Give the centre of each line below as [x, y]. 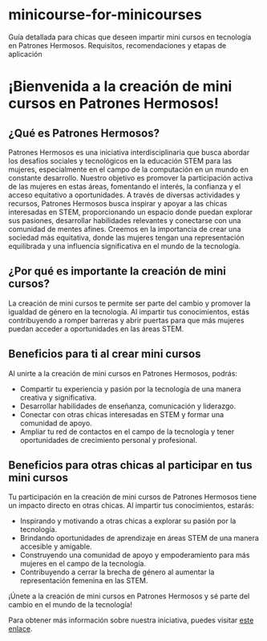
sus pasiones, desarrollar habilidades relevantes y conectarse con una [125, 220]
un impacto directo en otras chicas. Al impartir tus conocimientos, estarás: [131, 505]
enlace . [20, 629]
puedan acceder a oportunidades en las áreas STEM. [96, 329]
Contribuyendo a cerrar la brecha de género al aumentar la [117, 572]
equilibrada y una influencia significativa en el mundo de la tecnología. [125, 245]
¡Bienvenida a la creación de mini [120, 87]
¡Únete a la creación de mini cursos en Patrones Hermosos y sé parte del [129, 596]
